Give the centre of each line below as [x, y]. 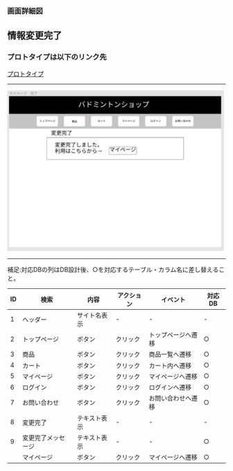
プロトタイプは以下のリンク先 [57, 57]
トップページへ [170, 335]
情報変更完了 [35, 36]
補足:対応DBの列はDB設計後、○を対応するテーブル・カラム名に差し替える [113, 270]
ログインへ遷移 [170, 388]
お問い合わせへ [170, 398]
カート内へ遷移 [170, 365]
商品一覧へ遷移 [170, 354]
